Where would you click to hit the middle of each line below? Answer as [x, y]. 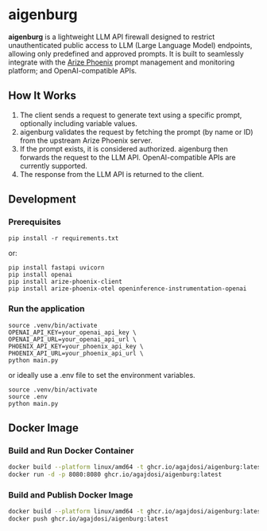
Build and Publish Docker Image [71, 495]
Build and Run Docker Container [71, 450]
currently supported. [53, 166]
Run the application [46, 309]
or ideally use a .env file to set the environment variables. [102, 375]
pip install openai [41, 275]
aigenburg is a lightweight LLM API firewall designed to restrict [112, 37]
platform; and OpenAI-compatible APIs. [73, 70]
